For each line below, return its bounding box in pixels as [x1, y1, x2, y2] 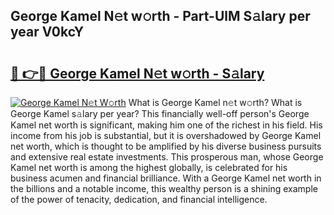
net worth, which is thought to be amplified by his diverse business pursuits [10, 140, 322, 152]
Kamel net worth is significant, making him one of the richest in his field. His [10, 119, 323, 131]
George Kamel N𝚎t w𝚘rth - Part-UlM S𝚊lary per [10, 8, 311, 25]
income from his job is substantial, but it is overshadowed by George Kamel [10, 130, 322, 141]
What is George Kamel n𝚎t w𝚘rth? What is [128, 97, 303, 108]
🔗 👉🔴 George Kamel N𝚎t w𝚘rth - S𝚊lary [10, 65, 265, 82]
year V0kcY [10, 24, 85, 41]
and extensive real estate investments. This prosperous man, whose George [10, 151, 324, 163]
